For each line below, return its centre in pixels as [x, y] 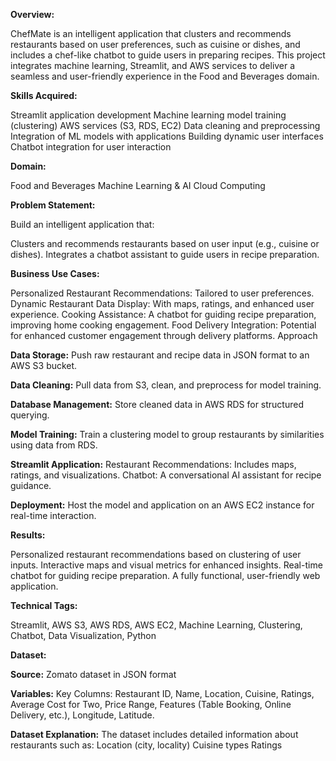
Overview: [32, 14]
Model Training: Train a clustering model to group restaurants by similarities [167, 434]
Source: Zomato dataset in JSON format [93, 674]
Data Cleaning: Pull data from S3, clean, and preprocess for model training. [166, 385]
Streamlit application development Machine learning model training [148, 115]
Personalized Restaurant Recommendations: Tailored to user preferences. [162, 293]
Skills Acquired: [44, 95]
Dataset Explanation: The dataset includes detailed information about [154, 734]
